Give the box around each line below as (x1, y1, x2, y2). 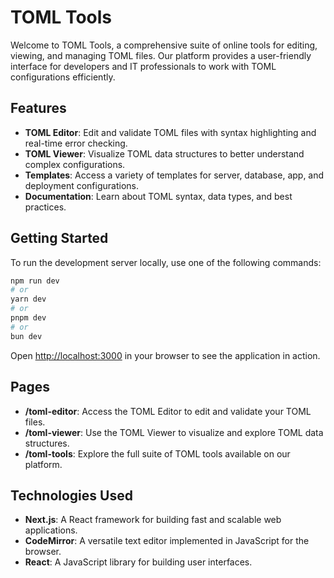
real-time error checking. (24, 137, 128, 149)
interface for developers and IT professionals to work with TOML (10, 60, 277, 72)
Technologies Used (10, 487, 133, 504)
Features (10, 100, 67, 117)
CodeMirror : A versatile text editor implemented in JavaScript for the (24, 535, 310, 547)
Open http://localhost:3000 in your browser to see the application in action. (10, 349, 321, 361)
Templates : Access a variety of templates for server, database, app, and (24, 169, 325, 181)
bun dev (10, 331, 43, 341)
